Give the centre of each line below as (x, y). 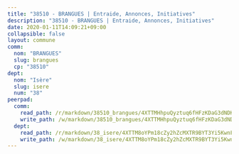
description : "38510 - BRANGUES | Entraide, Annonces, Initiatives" (111, 21)
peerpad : (20, 100)
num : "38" (28, 93)
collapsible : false (36, 34)
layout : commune (31, 40)
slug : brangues (36, 60)
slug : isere (32, 87)
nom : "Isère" (33, 80)
